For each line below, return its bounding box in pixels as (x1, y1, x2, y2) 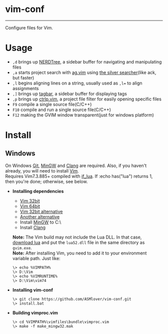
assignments (12, 85, 39, 91)
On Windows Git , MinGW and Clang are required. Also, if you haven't (5, 162, 147, 168)
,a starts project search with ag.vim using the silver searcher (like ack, (12, 69, 156, 75)
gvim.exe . (12, 244, 32, 250)
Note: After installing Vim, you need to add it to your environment (12, 250, 147, 256)
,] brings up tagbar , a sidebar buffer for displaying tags (12, 90, 127, 96)
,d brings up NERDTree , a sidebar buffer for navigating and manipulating (12, 58, 162, 64)
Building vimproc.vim (12, 309, 58, 315)
